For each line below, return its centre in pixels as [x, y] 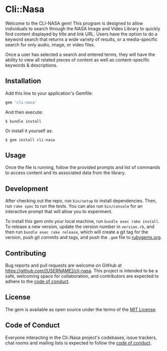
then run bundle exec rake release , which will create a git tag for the [77, 232]
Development [27, 188]
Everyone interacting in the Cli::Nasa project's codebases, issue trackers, [81, 337]
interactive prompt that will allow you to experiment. [59, 212]
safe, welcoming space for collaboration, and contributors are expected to [82, 276]
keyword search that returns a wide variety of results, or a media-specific [81, 39]
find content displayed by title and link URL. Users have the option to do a [81, 34]
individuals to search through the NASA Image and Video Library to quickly [83, 28]
